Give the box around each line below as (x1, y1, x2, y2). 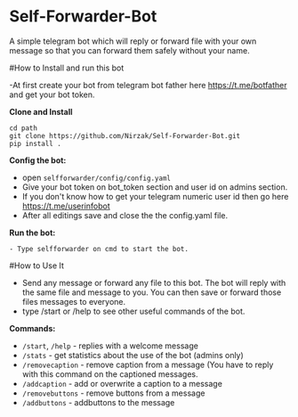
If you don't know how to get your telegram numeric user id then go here (21, 191, 289, 201)
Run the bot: (9, 227, 56, 238)
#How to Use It (9, 260, 65, 271)
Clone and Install (9, 106, 73, 117)
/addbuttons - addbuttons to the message (21, 397, 175, 407)
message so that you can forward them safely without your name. (9, 45, 251, 55)
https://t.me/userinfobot (21, 200, 111, 211)
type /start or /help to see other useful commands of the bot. (21, 306, 246, 316)
